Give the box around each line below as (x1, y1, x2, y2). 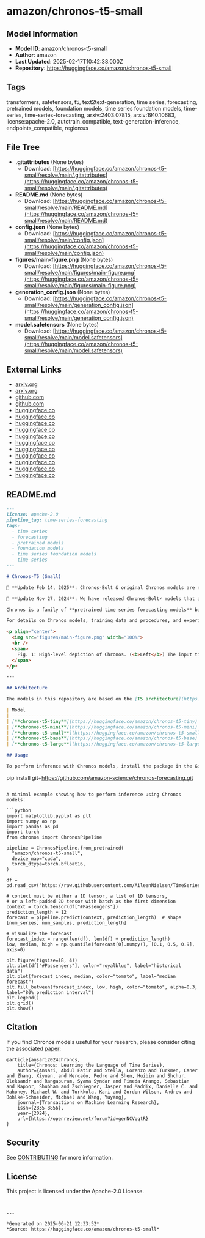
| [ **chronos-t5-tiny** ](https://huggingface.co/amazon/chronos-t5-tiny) (6, 718, 198, 724)
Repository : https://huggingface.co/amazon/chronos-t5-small (15, 64, 172, 72)
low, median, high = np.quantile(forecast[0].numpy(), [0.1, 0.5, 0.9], (6, 941, 195, 947)
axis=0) (6, 946, 26, 952)
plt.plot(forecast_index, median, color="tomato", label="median (6, 973, 176, 979)
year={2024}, (17, 1110, 51, 1116)
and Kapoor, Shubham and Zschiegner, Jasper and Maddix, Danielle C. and (6, 1083, 198, 1089)
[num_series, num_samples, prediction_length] (6, 919, 127, 926)
